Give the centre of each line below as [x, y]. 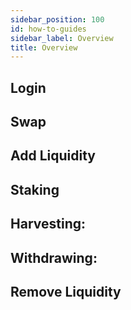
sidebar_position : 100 [57, 19]
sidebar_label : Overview [62, 38]
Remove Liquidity [66, 291]
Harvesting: [48, 224]
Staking [35, 189]
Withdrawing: [54, 257]
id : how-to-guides [48, 29]
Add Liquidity [53, 156]
